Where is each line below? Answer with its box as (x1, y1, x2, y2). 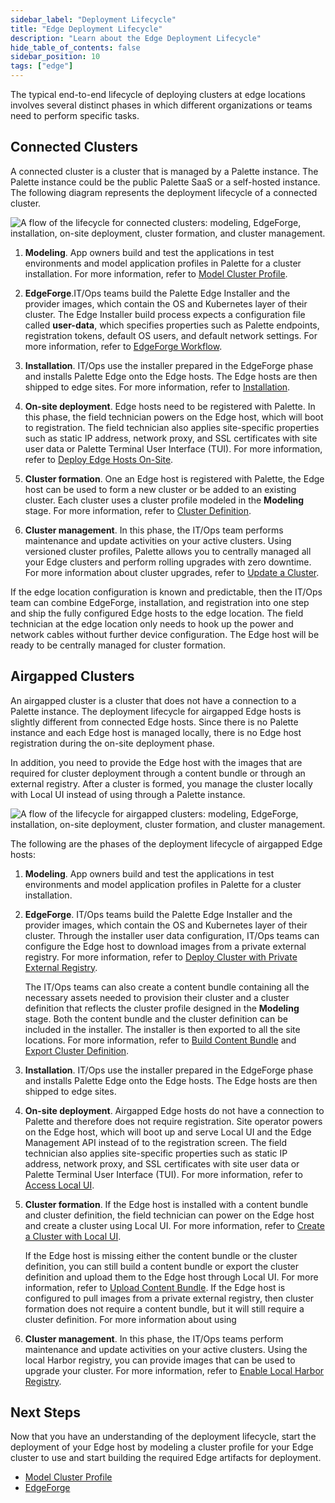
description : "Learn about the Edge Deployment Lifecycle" (10, 33, 262, 43)
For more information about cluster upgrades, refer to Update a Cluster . (24, 566, 320, 578)
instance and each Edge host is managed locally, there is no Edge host (10, 726, 302, 738)
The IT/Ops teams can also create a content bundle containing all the (24, 981, 310, 993)
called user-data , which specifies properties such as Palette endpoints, (24, 319, 320, 331)
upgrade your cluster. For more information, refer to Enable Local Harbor (24, 1364, 325, 1376)
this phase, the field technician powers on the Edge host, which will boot (24, 411, 324, 423)
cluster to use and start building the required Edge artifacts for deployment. (10, 1452, 322, 1464)
